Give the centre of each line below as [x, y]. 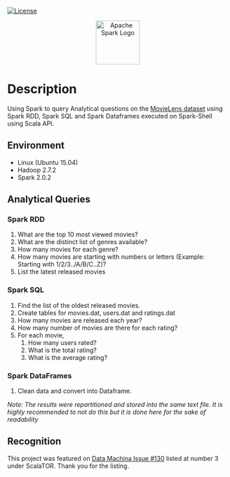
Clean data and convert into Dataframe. [74, 391]
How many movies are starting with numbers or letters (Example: [111, 257]
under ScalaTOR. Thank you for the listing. [68, 466]
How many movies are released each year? [80, 320]
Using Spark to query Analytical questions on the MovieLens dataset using [115, 108]
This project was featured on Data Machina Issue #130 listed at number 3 [113, 458]
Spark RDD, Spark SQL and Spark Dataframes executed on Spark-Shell [110, 116]
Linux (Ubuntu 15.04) [48, 162]
